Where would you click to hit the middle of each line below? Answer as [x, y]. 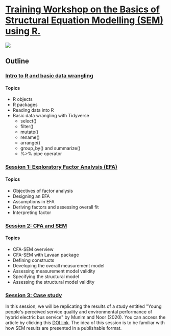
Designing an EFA [31, 196]
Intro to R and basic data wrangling [49, 76]
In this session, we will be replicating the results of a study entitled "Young [83, 306]
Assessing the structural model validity [54, 282]
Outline [17, 61]
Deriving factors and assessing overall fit [56, 207]
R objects [23, 99]
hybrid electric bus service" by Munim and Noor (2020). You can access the [86, 317]
